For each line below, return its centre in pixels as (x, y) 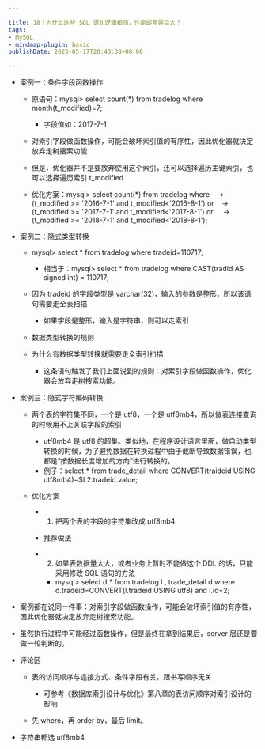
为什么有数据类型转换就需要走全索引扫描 (97, 354)
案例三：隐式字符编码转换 (61, 398)
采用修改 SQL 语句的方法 (95, 573)
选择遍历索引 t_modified (85, 178)
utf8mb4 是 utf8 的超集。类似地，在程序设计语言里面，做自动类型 (150, 441)
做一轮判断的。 (44, 643)
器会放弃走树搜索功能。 (81, 381)
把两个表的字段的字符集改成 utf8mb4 (115, 521)
